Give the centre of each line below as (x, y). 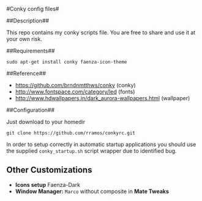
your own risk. (24, 39)
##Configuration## (31, 110)
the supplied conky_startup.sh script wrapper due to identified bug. (92, 151)
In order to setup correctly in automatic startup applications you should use (101, 144)
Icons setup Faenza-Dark (48, 185)
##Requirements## (31, 51)
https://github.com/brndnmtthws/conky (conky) (75, 85)
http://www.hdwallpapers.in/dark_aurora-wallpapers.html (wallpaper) (103, 98)
